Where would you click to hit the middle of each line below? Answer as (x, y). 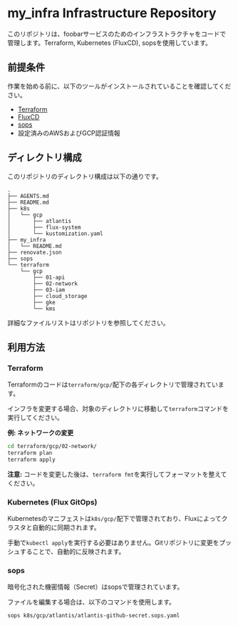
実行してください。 (36, 418)
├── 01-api (49, 277)
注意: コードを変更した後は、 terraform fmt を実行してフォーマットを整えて (117, 474)
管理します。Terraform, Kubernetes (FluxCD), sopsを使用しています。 (110, 43)
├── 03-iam (49, 290)
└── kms (44, 309)
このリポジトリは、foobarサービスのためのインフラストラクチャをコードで (117, 34)
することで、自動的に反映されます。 (72, 552)
